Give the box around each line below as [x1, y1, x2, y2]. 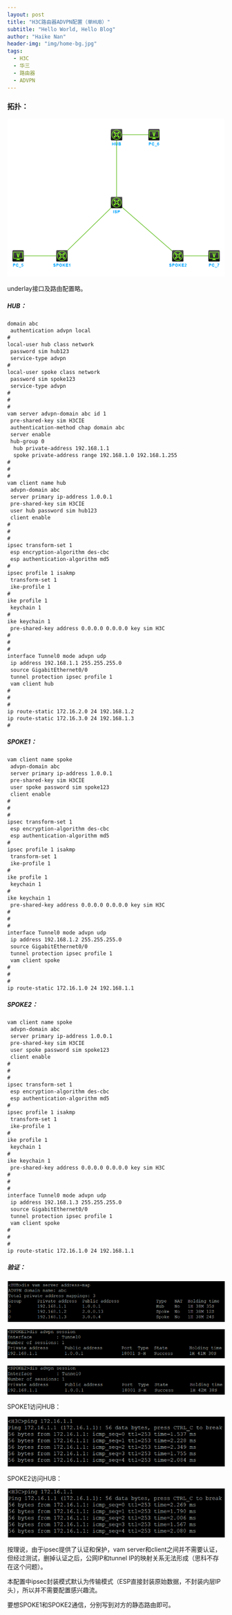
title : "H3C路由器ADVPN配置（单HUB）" [7, 18, 110, 26]
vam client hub [10, 681, 54, 688]
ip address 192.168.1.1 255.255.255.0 [10, 660, 122, 667]
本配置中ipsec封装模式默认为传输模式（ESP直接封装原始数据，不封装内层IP [7, 1577, 221, 1585]
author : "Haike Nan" [7, 33, 67, 40]
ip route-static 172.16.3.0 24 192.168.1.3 [7, 715, 135, 722]
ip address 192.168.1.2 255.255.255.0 [10, 936, 122, 943]
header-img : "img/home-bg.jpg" [7, 40, 97, 48]
